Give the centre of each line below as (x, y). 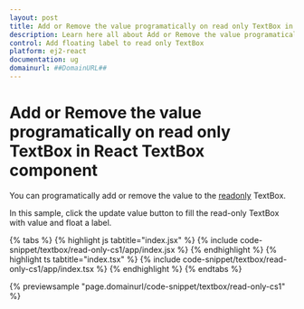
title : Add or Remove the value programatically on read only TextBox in (152, 26)
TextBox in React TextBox (107, 151)
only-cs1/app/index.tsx (52, 268)
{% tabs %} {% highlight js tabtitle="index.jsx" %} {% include (123, 239)
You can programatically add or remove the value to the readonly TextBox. (148, 195)
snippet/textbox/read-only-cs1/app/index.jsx (92, 249)
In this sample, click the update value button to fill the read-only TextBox (144, 212)
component (53, 170)
